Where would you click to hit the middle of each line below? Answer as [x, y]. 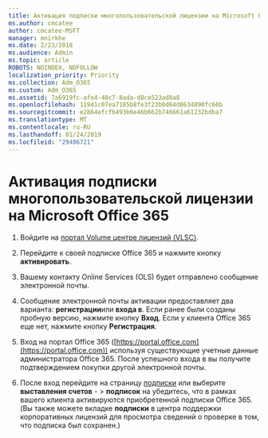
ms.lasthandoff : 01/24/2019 [55, 134]
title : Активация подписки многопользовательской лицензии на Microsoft [132, 16]
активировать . [45, 261]
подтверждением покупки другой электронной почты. [113, 368]
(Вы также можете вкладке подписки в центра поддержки [120, 408]
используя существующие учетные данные [184, 350]
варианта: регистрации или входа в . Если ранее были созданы [128, 309]
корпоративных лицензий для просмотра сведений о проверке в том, [139, 417]
